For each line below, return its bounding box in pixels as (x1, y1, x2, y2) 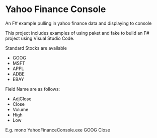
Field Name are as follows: (5, 86, 60, 92)
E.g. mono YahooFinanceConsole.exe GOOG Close (5, 127, 111, 133)
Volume (12, 106, 29, 112)
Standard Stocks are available (5, 45, 67, 51)
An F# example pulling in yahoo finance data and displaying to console (5, 20, 152, 26)
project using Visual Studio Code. (5, 35, 74, 41)
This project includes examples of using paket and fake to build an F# (5, 30, 149, 36)
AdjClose (12, 96, 32, 102)
